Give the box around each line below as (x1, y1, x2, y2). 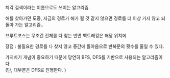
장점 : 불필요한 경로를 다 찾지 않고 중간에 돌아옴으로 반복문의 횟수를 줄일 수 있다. (5, 43, 164, 49)
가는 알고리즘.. (14, 22, 43, 28)
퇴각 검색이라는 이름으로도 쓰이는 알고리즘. (5, 5, 90, 10)
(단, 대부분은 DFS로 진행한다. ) (5, 67, 66, 73)
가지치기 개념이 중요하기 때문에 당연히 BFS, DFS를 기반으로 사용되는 (5, 54, 141, 60)
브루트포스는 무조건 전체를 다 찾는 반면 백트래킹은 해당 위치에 (5, 33, 127, 38)
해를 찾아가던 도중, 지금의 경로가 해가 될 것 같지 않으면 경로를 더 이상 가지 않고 (5, 15, 160, 21)
